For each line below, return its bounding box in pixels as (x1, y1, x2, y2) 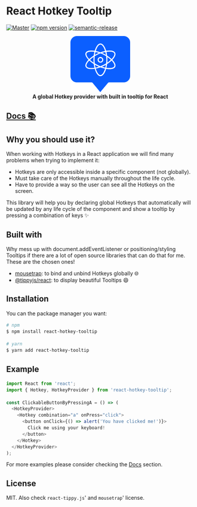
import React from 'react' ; (6, 381, 76, 387)
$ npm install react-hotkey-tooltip (6, 328, 97, 334)
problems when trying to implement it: (6, 157, 100, 164)
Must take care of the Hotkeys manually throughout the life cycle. (14, 175, 176, 182)
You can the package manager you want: (6, 310, 107, 317)
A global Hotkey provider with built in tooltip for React (32, 93, 168, 100)
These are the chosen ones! (6, 258, 75, 265)
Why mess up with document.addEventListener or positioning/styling (6, 245, 176, 252)
